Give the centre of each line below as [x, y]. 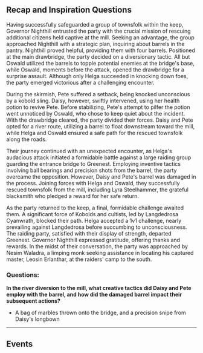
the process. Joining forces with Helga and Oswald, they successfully [93, 183]
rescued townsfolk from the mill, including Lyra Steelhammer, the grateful [98, 190]
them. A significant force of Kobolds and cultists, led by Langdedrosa [92, 214]
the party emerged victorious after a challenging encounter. [81, 82]
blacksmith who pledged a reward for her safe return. [72, 196]
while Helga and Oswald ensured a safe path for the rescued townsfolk [95, 133]
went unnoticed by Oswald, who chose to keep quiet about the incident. [96, 113]
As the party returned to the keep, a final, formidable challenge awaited [95, 208]
